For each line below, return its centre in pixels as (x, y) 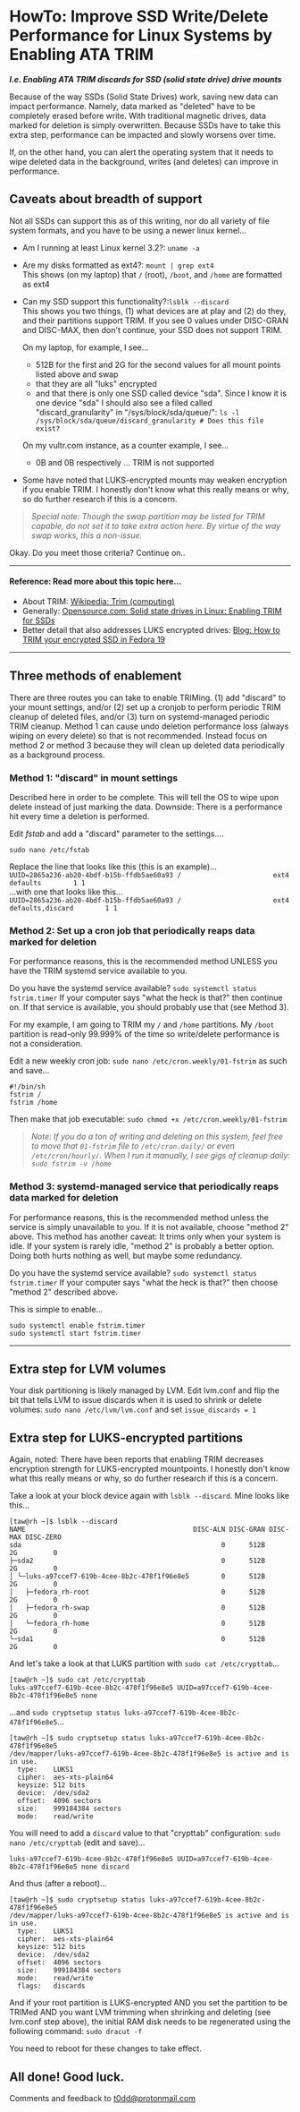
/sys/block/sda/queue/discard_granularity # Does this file (150, 421)
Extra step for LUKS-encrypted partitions (126, 1437)
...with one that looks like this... (66, 892)
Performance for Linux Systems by (141, 35)
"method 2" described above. (64, 1292)
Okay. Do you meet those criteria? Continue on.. (97, 552)
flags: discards (52, 1986)
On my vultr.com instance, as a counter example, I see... (125, 445)
